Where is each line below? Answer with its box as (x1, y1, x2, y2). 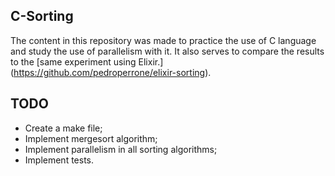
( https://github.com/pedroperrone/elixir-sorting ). (10, 66, 212, 78)
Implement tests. (24, 154, 95, 166)
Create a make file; (24, 122, 103, 134)
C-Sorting (10, 8, 74, 25)
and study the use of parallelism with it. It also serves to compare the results (10, 45, 325, 57)
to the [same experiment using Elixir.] (10, 55, 164, 68)
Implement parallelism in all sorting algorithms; (24, 143, 218, 155)
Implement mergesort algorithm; (24, 132, 158, 144)
